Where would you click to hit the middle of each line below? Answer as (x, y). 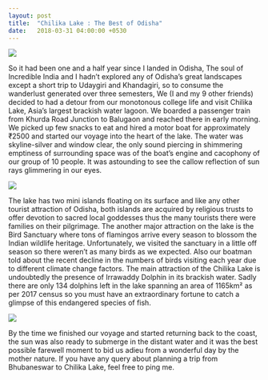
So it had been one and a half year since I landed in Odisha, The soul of (126, 68)
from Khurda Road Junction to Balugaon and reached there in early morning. (134, 119)
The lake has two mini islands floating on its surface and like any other (124, 201)
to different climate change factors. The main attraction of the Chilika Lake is (134, 269)
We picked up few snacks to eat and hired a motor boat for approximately (129, 128)
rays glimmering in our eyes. (55, 170)
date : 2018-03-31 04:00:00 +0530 (68, 30)
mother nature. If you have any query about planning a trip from (113, 359)
